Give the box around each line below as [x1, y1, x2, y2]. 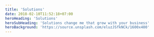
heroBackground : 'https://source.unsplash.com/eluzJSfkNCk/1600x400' [5, 25, 150, 30]
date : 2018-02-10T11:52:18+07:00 [5, 12, 73, 16]
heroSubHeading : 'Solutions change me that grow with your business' [5, 20, 150, 25]
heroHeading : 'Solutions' [5, 16, 58, 21]
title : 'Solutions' [5, 7, 45, 12]
